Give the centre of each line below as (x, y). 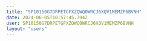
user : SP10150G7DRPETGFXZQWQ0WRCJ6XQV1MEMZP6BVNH (70, 23)
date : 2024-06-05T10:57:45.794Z (47, 17)
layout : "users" (27, 29)
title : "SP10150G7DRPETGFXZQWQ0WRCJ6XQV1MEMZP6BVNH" (74, 12)
